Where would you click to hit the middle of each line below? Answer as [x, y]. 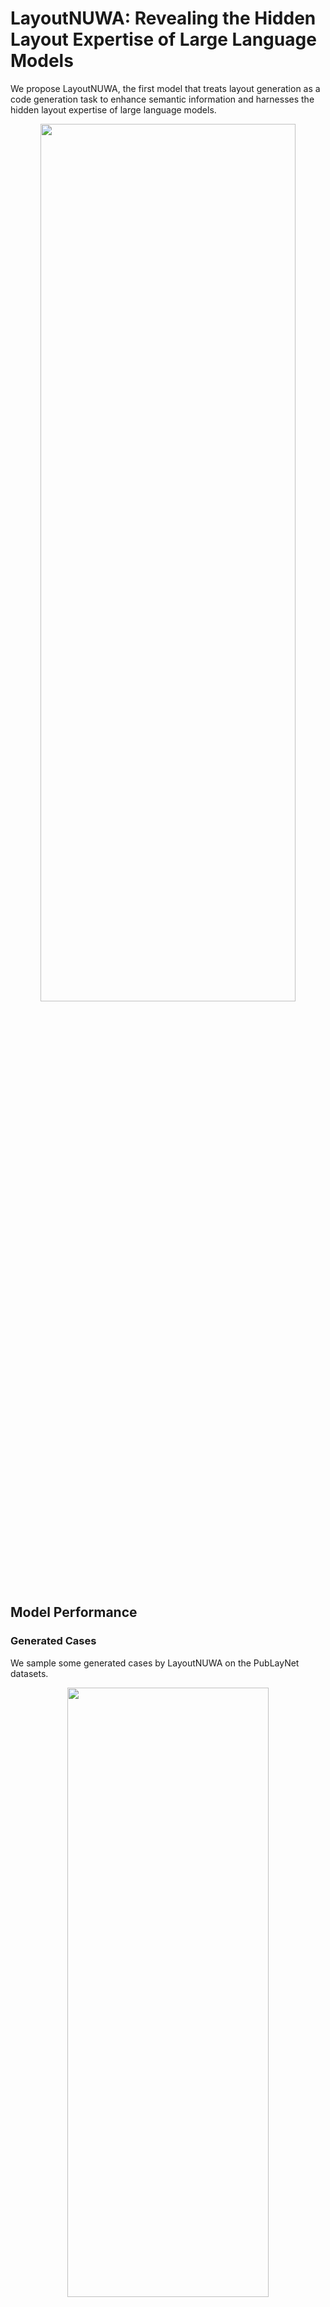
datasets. [29, 1673]
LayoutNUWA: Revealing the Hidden [163, 18]
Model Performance [74, 1612]
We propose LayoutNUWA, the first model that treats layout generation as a [165, 88]
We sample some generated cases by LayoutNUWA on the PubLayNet [155, 1663]
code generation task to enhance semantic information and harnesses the [162, 99]
